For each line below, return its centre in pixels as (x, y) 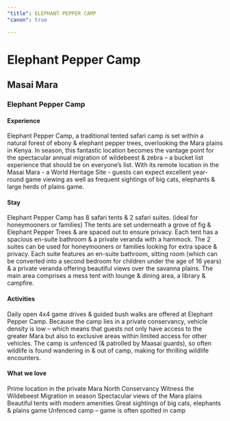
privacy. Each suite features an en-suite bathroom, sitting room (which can (112, 254)
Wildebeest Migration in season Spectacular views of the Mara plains (105, 396)
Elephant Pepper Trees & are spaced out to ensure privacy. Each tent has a (113, 232)
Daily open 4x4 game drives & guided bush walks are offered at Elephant (110, 314)
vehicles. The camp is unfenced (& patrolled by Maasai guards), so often (110, 343)
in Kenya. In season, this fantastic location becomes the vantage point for (111, 151)
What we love (27, 373)
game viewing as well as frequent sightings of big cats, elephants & (120, 179)
